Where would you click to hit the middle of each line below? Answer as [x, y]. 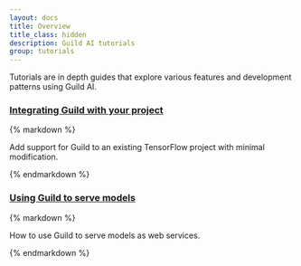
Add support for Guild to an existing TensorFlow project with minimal [137, 147]
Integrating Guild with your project [87, 110]
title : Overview [40, 26]
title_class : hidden [48, 34]
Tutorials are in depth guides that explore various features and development [150, 77]
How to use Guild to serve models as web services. [105, 235]
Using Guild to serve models [72, 198]
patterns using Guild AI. [53, 87]
